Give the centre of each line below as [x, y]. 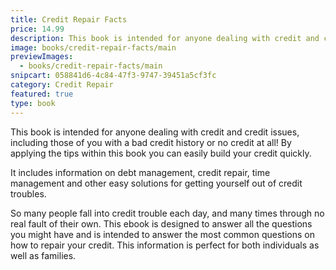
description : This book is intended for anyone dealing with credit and [165, 38]
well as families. [43, 255]
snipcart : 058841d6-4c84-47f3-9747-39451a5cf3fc [113, 76]
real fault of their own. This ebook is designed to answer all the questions [161, 223]
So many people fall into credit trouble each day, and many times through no [167, 213]
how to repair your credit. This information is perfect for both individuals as [165, 245]
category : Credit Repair [62, 85]
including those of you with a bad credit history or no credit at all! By [151, 142]
